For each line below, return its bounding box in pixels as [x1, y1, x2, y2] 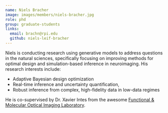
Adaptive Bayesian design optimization [12, 76, 94, 82]
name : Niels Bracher [5, 7, 49, 13]
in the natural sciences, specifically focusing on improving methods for [5, 55, 154, 61]
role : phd [5, 17, 26, 22]
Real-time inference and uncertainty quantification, [12, 81, 119, 87]
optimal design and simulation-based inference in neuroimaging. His [5, 61, 148, 67]
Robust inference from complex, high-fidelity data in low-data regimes [12, 87, 160, 93]
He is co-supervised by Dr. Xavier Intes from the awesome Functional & [5, 96, 155, 102]
